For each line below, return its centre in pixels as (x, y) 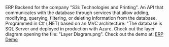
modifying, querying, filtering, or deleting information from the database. (81, 18)
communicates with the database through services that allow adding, (77, 13)
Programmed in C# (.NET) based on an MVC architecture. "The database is (84, 23)
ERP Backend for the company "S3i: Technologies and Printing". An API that (84, 7)
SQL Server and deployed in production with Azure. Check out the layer (80, 29)
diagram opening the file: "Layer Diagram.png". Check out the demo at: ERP (84, 34)
